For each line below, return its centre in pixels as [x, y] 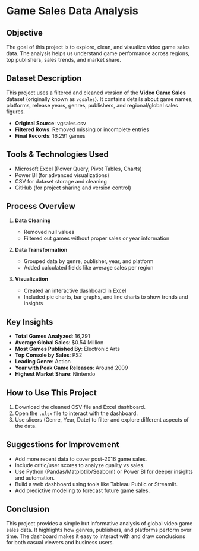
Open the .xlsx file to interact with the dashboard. [76, 413]
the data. [26, 426]
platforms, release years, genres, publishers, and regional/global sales [92, 105]
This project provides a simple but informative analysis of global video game [99, 523]
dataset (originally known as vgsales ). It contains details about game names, [99, 99]
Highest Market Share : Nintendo [55, 374]
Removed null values [49, 232]
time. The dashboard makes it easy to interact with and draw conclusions [96, 536]
